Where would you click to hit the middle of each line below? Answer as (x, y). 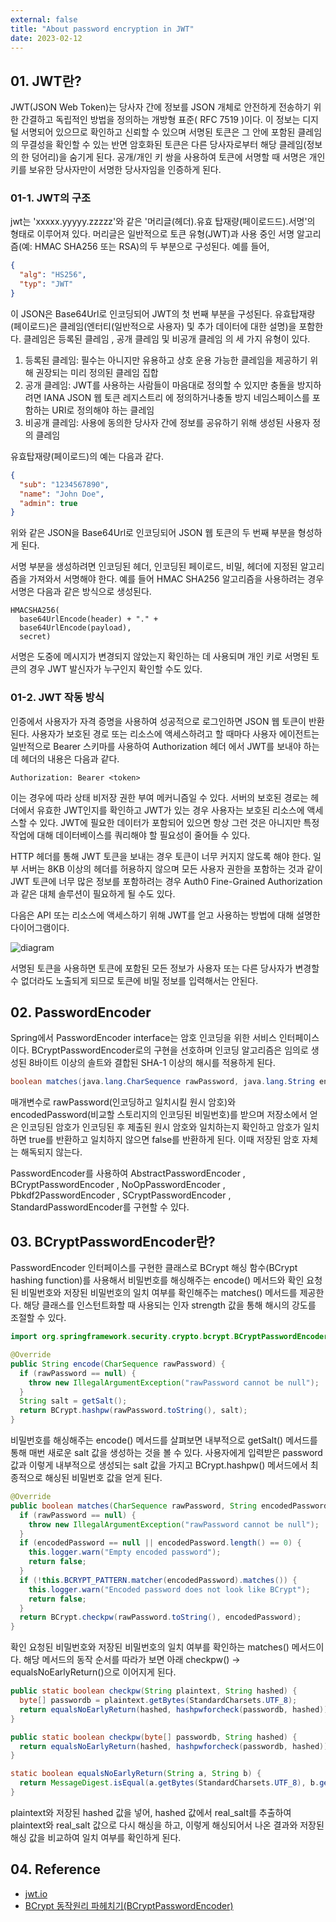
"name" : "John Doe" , (62, 494)
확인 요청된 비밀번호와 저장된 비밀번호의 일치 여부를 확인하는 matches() (150, 1647)
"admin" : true (48, 503)
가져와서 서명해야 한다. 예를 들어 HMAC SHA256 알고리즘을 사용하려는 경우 (176, 579)
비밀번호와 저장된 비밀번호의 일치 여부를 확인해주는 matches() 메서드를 (159, 1293)
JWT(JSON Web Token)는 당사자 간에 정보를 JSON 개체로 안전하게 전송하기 (161, 107)
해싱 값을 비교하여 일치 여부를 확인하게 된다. (96, 1837)
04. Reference (55, 1869)
